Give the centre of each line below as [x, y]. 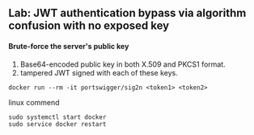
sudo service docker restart [57, 124]
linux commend [34, 102]
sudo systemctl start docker [57, 117]
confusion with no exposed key [89, 26]
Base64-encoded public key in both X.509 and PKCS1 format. [123, 64]
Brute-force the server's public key [69, 46]
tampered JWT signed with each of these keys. [99, 72]
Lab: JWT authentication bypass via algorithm [127, 13]
